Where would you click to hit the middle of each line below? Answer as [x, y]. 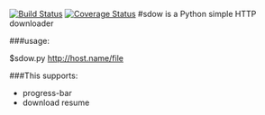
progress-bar [47, 93]
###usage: [29, 41]
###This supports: [44, 75]
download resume [56, 102]
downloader [32, 23]
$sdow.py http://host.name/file [67, 58]
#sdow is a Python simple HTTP [197, 14]
